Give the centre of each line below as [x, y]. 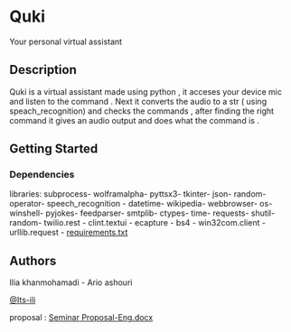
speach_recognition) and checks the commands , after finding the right [141, 111]
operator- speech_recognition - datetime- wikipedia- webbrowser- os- [141, 204]
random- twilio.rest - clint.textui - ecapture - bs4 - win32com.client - [138, 223]
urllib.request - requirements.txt [69, 233]
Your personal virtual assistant [66, 41]
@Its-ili [23, 300]
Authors [33, 260]
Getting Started [54, 149]
